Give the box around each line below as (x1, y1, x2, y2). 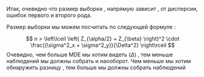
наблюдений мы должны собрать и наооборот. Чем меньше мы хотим (6, 58, 191, 64)
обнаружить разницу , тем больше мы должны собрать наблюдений (6, 64, 186, 71)
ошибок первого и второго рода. (6, 12, 92, 19)
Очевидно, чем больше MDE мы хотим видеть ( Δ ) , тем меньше (6, 51, 173, 58)
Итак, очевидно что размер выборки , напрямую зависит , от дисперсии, (6, 5, 199, 12)
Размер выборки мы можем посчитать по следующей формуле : (6, 24, 176, 30)
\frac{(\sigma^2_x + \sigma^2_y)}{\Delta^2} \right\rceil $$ (30, 42, 175, 49)
